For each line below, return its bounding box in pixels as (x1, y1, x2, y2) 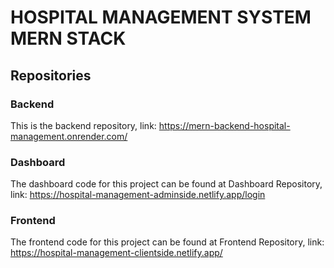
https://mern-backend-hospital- (158, 119, 291, 131)
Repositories (10, 67, 92, 84)
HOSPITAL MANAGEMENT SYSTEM (10, 6, 312, 29)
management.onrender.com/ (10, 130, 128, 142)
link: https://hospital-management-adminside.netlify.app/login (10, 189, 266, 201)
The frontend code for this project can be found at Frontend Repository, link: (10, 236, 325, 248)
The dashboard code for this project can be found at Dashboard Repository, (10, 178, 323, 190)
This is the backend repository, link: (10, 119, 157, 131)
